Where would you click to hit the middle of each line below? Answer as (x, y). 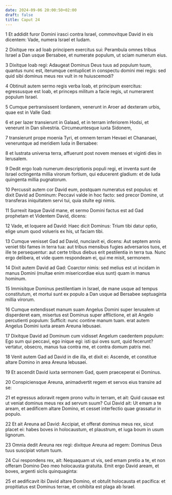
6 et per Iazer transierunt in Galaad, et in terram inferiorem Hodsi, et (77, 122)
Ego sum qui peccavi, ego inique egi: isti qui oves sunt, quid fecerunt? (79, 341)
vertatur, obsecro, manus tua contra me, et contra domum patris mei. (78, 347)
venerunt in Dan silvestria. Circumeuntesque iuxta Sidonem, (69, 128)
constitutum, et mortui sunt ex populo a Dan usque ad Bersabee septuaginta (86, 294)
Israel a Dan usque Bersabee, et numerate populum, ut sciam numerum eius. (86, 55)
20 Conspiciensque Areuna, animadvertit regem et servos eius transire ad (83, 382)
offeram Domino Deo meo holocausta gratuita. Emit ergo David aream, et (82, 466)
